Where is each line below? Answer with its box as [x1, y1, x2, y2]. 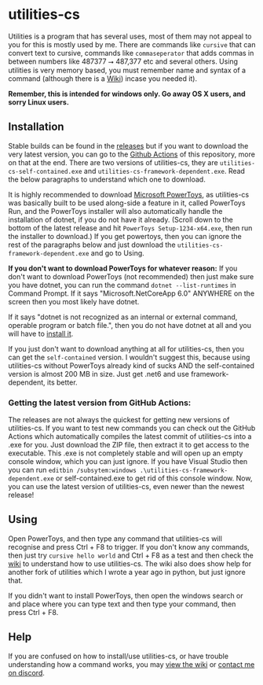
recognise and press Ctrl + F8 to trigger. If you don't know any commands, [8, 542, 250, 551]
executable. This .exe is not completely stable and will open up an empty [8, 448, 243, 458]
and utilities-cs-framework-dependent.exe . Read [83, 166, 246, 175]
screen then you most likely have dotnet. [8, 296, 140, 306]
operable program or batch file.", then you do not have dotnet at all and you [8, 320, 251, 330]
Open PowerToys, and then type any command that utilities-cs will [8, 533, 222, 543]
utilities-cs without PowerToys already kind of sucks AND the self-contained [8, 360, 255, 370]
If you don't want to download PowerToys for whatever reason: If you [8, 263, 238, 273]
